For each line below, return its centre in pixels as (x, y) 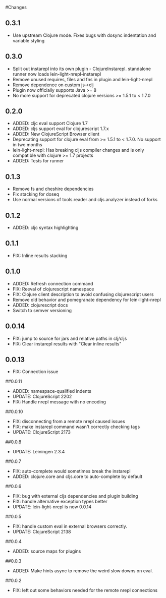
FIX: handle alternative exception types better (60, 502)
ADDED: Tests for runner (38, 161)
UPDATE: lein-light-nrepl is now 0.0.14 (52, 507)
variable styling (28, 40)
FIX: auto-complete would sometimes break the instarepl (71, 471)
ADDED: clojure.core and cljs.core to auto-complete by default (77, 476)
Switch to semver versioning (42, 310)
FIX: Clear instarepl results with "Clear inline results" (67, 344)
